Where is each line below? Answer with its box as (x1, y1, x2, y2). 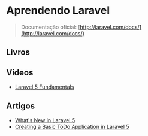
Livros (6, 47, 30, 58)
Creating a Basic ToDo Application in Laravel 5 (14, 123, 130, 130)
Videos (6, 67, 34, 78)
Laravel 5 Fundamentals (14, 83, 74, 90)
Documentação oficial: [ (20, 23, 80, 31)
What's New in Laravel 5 (14, 116, 75, 123)
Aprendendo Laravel (6, 4, 110, 17)
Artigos (6, 101, 35, 111)
